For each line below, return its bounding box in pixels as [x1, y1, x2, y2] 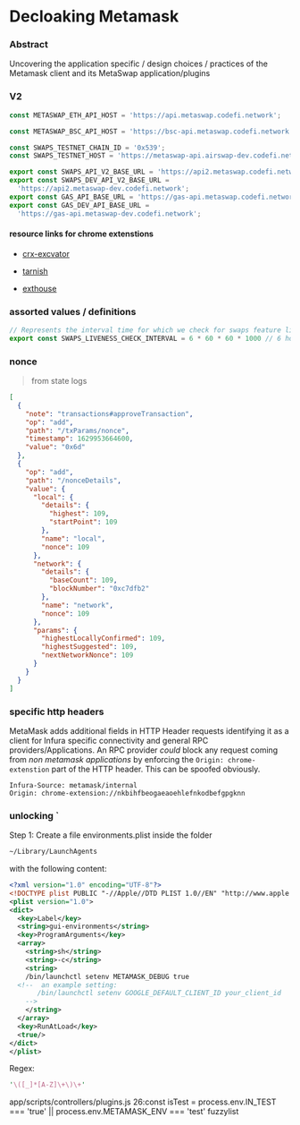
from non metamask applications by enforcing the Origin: [9, 754, 225, 764]
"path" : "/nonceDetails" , [25, 476, 122, 485]
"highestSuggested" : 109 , [41, 643, 138, 652]
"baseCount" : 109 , [48, 575, 118, 585]
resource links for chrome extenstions [9, 228, 154, 239]
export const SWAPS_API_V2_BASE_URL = [9, 167, 154, 176]
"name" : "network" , [41, 601, 114, 609]
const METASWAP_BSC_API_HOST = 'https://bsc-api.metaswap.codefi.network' [9, 127, 294, 136]
